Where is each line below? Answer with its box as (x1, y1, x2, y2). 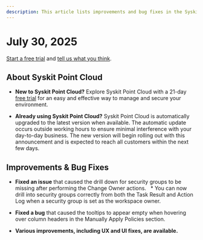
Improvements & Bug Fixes (6, 162, 109, 172)
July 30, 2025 (6, 34, 77, 48)
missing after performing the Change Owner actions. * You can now (14, 185, 187, 192)
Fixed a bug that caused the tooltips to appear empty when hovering (14, 209, 186, 216)
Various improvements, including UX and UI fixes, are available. (14, 227, 178, 235)
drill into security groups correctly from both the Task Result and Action (14, 191, 193, 198)
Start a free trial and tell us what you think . (6, 55, 112, 62)
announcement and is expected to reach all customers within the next (14, 138, 189, 145)
